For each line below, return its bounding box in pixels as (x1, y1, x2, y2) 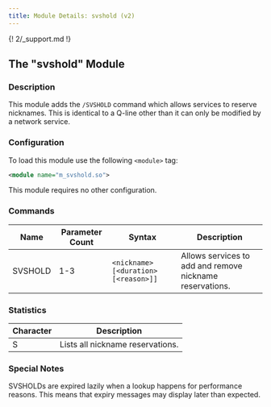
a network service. (8, 117, 71, 127)
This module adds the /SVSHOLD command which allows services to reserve (8, 100, 257, 110)
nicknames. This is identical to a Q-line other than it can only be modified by (8, 108, 261, 118)
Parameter (60, 226, 102, 238)
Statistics (8, 304, 47, 315)
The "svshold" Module (8, 57, 125, 71)
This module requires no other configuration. (8, 185, 157, 195)
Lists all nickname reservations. (59, 339, 179, 351)
